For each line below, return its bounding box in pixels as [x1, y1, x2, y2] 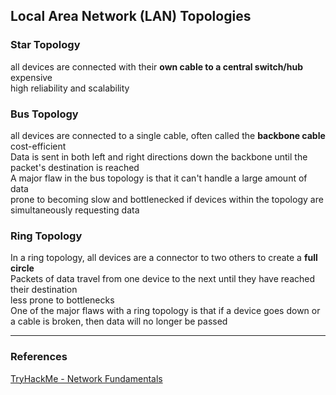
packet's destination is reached [10, 161, 140, 173]
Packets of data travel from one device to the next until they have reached [10, 273, 316, 285]
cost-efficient [10, 140, 67, 152]
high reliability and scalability [10, 82, 130, 94]
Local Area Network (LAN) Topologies [10, 8, 252, 25]
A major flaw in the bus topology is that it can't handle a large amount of [10, 172, 308, 184]
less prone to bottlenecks [10, 294, 115, 306]
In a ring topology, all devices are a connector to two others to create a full [10, 252, 318, 264]
